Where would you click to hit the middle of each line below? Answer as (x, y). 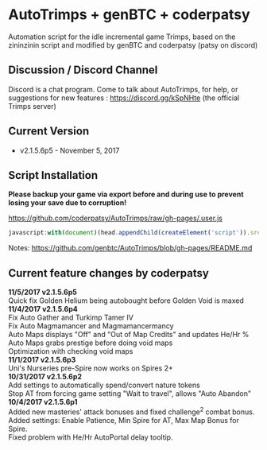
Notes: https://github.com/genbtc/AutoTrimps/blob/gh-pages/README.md (130, 248)
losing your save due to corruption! (68, 203)
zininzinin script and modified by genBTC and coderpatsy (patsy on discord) (133, 45)
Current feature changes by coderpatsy (108, 273)
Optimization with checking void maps (71, 351)
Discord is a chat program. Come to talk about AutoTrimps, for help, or (123, 89)
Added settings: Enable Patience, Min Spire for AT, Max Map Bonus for (124, 420)
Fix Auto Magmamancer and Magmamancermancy (91, 326)
